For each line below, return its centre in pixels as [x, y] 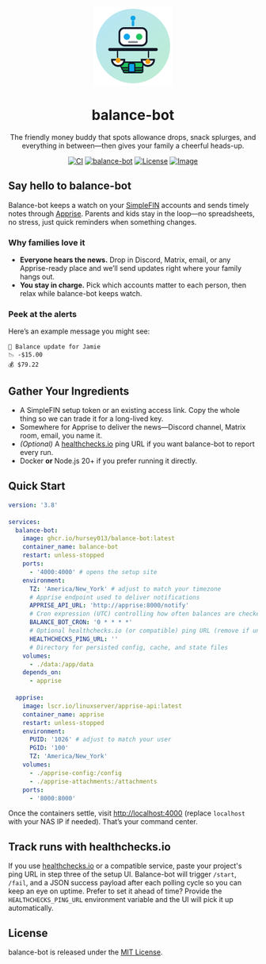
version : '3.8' [33, 505]
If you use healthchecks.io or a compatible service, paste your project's [125, 866]
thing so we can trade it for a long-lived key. [91, 418]
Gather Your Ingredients [68, 391]
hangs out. [37, 277]
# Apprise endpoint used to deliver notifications [114, 597]
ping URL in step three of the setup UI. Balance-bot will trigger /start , [122, 874]
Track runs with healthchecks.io [90, 847]
